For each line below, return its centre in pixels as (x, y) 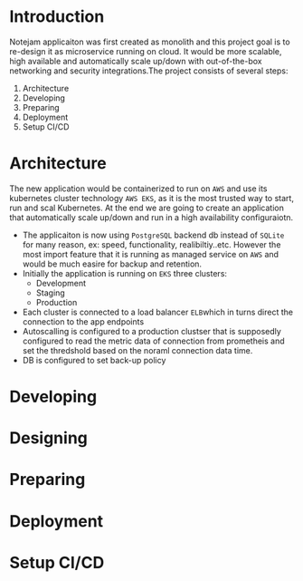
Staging (50, 293)
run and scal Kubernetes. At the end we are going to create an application (147, 208)
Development (61, 283)
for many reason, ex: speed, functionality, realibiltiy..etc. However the (151, 244)
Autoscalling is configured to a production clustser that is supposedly (152, 331)
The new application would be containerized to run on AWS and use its (138, 189)
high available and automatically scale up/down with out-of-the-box (136, 61)
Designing (49, 438)
